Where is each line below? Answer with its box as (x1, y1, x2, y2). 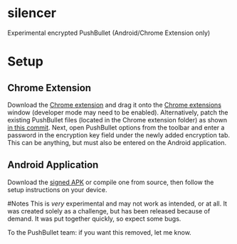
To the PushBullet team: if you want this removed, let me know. (7, 228, 192, 236)
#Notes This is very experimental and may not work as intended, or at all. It (7, 199, 228, 208)
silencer (7, 5, 57, 21)
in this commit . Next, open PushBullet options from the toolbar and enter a (7, 123, 225, 132)
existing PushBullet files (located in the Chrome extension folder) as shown (7, 115, 228, 124)
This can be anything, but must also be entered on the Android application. (7, 138, 227, 147)
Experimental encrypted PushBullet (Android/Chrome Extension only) (7, 28, 211, 37)
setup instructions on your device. (7, 185, 108, 193)
